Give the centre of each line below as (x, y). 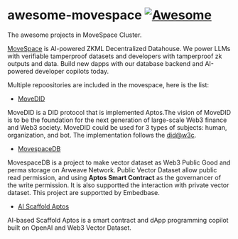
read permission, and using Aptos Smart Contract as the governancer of (114, 177)
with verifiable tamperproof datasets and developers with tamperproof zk (115, 56)
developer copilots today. (71, 71)
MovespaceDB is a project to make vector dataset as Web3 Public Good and (119, 162)
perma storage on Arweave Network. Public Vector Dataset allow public (112, 169)
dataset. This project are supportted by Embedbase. (83, 192)
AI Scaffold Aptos (43, 206)
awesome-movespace (75, 15)
